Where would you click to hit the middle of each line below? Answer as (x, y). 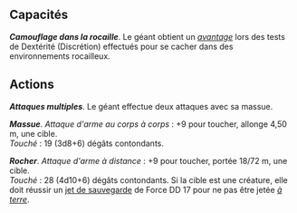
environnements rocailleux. (60, 56)
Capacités (39, 15)
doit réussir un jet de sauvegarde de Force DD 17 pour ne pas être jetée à (146, 189)
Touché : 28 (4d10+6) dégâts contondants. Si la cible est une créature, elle (148, 179)
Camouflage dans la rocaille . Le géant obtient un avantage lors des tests (147, 36)
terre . (19, 199)
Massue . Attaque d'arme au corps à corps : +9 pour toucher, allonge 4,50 (148, 124)
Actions (32, 85)
